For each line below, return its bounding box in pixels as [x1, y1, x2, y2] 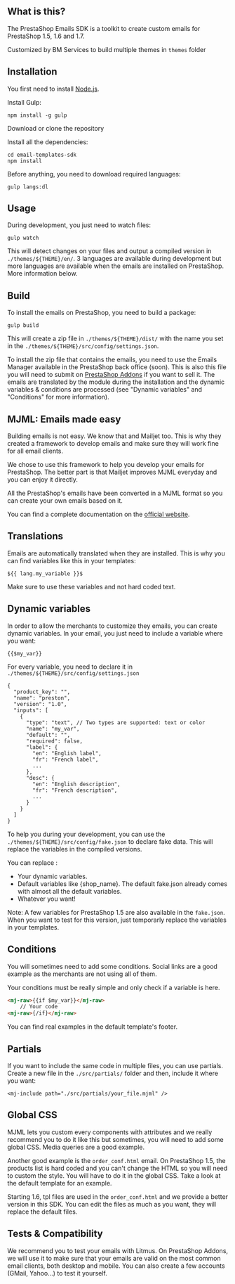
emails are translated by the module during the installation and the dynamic [7, 378, 225, 386]
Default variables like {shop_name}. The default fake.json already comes [17, 879, 228, 888]
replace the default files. [7, 1207, 78, 1216]
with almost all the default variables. [17, 887, 122, 895]
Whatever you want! [17, 894, 76, 903]
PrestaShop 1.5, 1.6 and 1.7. [7, 32, 86, 40]
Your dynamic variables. [17, 872, 88, 880]
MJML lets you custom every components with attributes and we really [7, 1128, 213, 1136]
